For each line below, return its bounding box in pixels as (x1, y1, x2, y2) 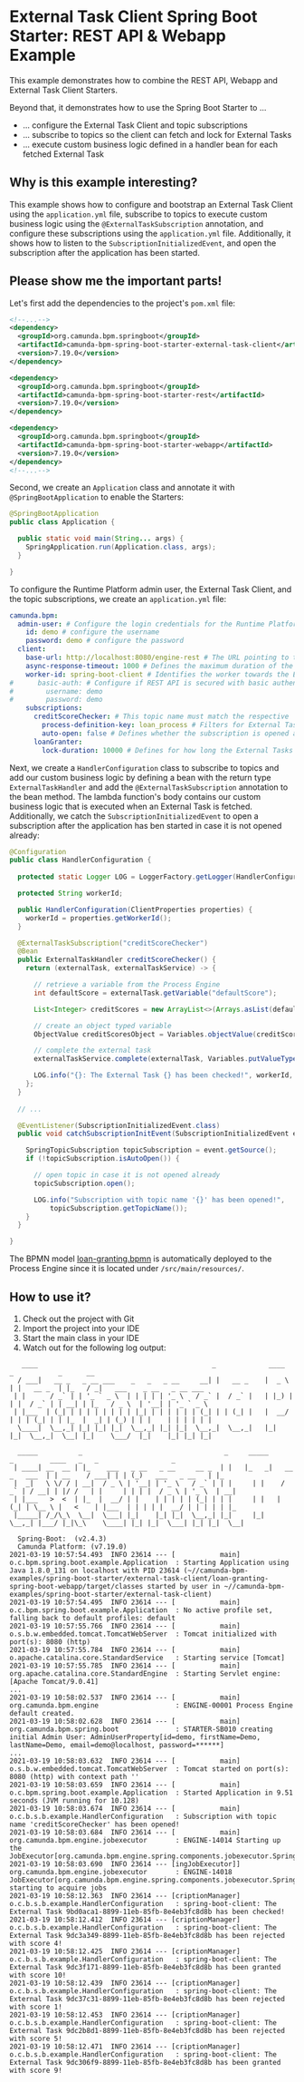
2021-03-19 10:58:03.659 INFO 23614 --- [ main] (9, 1780, 242, 1789)
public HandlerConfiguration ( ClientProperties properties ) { (17, 905, 253, 914)
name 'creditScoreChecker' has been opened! (9, 1820, 180, 1829)
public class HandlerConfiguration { (9, 855, 152, 865)
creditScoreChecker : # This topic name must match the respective (33, 712, 290, 722)
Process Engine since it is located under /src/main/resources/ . (9, 1263, 244, 1274)
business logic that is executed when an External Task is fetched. (9, 801, 253, 812)
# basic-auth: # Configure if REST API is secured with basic (9, 678, 270, 687)
